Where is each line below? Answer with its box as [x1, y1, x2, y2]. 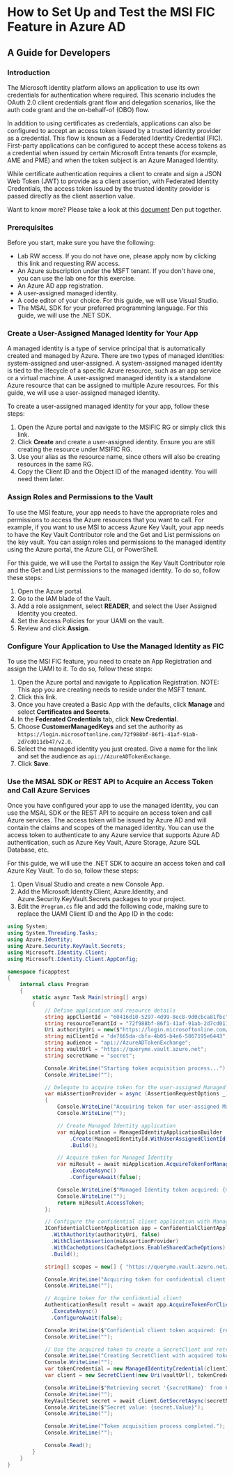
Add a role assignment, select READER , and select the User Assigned [17, 602, 217, 610]
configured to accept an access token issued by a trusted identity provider [7, 126, 221, 134]
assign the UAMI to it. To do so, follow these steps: [7, 664, 153, 673]
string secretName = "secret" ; [44, 1052, 136, 1059]
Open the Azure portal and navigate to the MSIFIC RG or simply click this [17, 423, 226, 432]
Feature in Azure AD [7, 19, 126, 35]
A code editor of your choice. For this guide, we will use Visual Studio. [17, 297, 219, 305]
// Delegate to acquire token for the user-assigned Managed [44, 1084, 226, 1091]
